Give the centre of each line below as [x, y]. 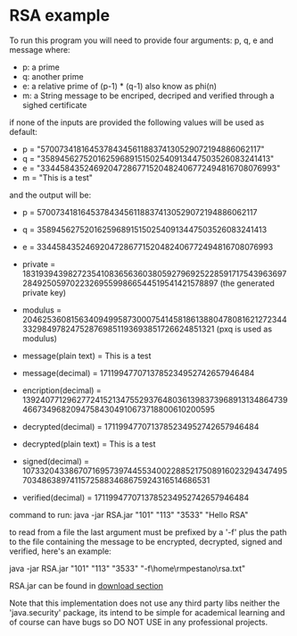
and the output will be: [50, 195]
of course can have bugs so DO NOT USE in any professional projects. [139, 622]
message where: [40, 49]
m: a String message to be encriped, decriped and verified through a [148, 96]
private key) [44, 292]
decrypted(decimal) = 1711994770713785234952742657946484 [140, 426]
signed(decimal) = [56, 461]
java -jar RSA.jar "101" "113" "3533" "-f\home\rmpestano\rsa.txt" [128, 568]
